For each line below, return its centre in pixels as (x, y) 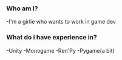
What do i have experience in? (52, 38)
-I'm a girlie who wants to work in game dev (61, 22)
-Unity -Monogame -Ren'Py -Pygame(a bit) (61, 50)
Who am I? (22, 8)
